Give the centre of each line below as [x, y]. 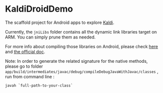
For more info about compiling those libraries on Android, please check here [81, 46]
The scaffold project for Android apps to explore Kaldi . [60, 22]
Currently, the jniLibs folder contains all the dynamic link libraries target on [81, 32]
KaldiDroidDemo [39, 9]
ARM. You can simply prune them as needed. [51, 37]
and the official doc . [25, 52]
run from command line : [30, 76]
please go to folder [24, 66]
